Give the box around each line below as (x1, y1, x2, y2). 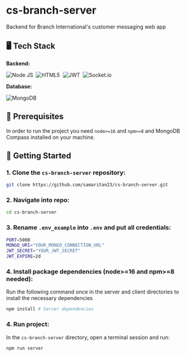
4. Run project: (6, 320, 50, 329)
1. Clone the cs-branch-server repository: (6, 168, 126, 177)
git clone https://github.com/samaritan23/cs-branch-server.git (6, 182, 168, 188)
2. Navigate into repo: (6, 196, 70, 205)
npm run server (6, 345, 44, 351)
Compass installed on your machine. (6, 133, 95, 141)
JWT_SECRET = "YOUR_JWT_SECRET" (6, 248, 81, 254)
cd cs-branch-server (6, 209, 57, 215)
